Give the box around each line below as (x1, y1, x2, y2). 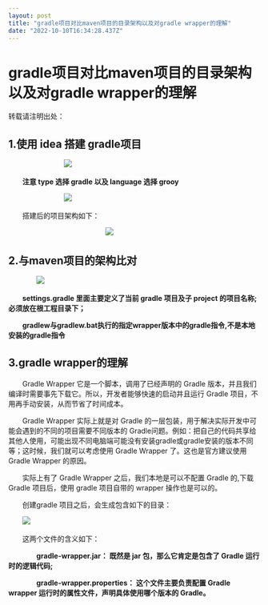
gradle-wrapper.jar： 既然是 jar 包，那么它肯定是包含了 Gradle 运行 (36, 551, 260, 560)
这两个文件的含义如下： (22, 534, 100, 543)
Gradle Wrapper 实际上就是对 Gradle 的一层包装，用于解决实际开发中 (22, 415, 250, 425)
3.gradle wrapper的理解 (8, 356, 129, 370)
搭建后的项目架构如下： (22, 211, 100, 221)
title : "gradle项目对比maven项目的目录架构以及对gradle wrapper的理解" (8, 19, 232, 27)
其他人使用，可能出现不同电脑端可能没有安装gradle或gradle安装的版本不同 (8, 435, 254, 445)
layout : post (8, 11, 52, 20)
